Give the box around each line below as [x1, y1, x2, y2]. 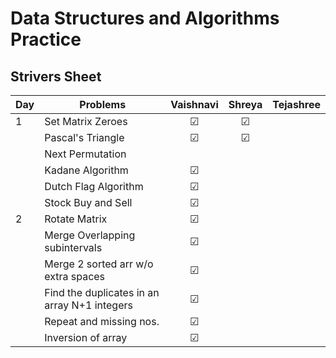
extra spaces [44, 270, 106, 283]
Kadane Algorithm [44, 163, 129, 177]
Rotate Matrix [44, 212, 108, 226]
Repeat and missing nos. [44, 315, 160, 328]
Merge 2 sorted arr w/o [44, 257, 154, 271]
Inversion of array [44, 331, 128, 344]
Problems [79, 98, 127, 111]
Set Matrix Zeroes [44, 115, 128, 128]
